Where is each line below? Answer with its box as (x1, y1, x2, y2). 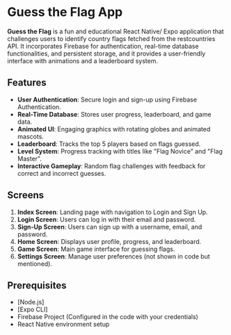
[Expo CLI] (17, 305, 48, 313)
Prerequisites (7, 279, 67, 291)
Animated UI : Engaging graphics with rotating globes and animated (17, 124, 211, 133)
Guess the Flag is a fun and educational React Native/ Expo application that (7, 27, 224, 35)
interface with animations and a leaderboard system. (7, 56, 159, 65)
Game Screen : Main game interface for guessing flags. (17, 245, 175, 253)
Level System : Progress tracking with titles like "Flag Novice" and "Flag (17, 147, 223, 155)
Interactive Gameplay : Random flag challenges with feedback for (17, 161, 206, 170)
